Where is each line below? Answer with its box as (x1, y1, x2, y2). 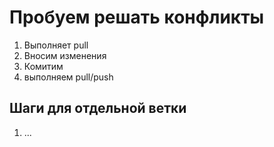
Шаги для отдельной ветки (9, 100, 187, 117)
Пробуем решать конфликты (9, 6, 265, 29)
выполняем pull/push (23, 71, 114, 83)
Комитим (23, 60, 64, 72)
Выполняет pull (23, 39, 89, 51)
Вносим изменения (23, 49, 107, 61)
